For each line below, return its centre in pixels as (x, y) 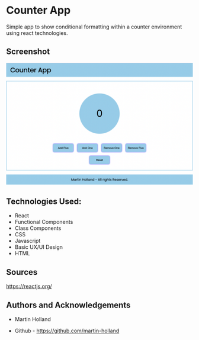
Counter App (38, 10)
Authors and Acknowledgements (68, 305)
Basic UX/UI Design (39, 247)
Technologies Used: (44, 201)
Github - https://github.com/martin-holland (67, 331)
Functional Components (44, 222)
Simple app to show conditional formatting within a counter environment (94, 27)
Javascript (28, 241)
